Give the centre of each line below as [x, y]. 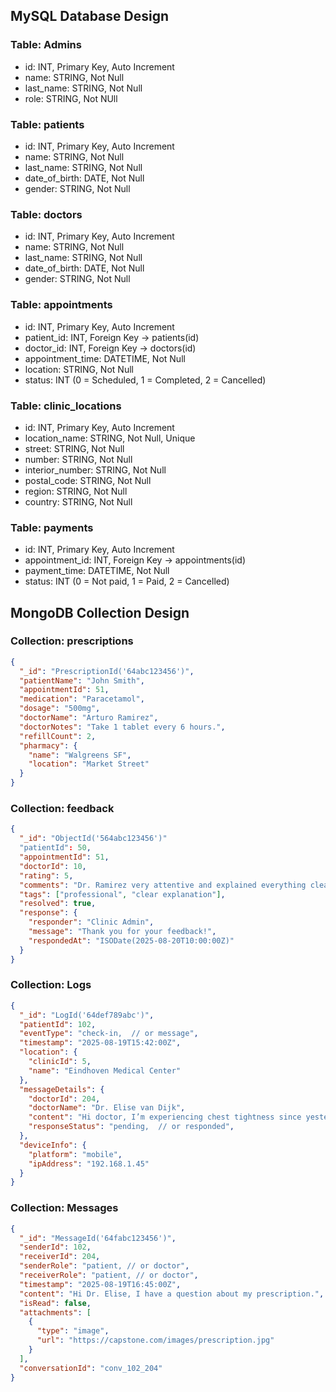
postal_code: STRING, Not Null [88, 480]
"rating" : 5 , [46, 875]
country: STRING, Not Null [78, 501]
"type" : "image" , [73, 1331]
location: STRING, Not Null [79, 369]
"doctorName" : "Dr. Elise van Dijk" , [107, 1108]
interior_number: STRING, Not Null [95, 470]
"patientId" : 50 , [55, 848]
